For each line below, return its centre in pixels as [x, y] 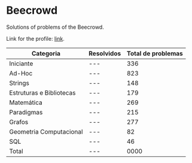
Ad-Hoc [21, 73]
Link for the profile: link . [35, 38]
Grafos [19, 122]
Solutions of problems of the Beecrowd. [55, 27]
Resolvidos [105, 53]
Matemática [26, 102]
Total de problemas [155, 53]
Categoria [46, 53]
